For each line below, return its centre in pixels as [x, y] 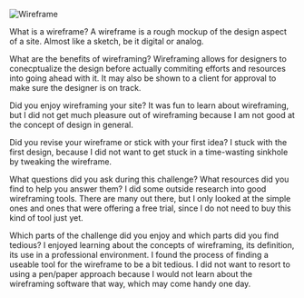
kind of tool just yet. [46, 218]
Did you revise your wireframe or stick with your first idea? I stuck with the [148, 142]
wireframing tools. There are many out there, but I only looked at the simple [150, 199]
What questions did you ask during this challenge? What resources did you [149, 179]
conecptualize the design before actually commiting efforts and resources [147, 69]
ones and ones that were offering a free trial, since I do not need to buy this [151, 208]
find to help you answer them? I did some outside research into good [138, 189]
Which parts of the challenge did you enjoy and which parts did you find [144, 235]
